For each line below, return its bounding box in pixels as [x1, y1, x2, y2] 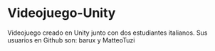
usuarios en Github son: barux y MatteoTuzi [7, 35, 135, 44]
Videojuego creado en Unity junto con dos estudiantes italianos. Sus [7, 28, 208, 37]
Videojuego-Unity [7, 5, 116, 21]
